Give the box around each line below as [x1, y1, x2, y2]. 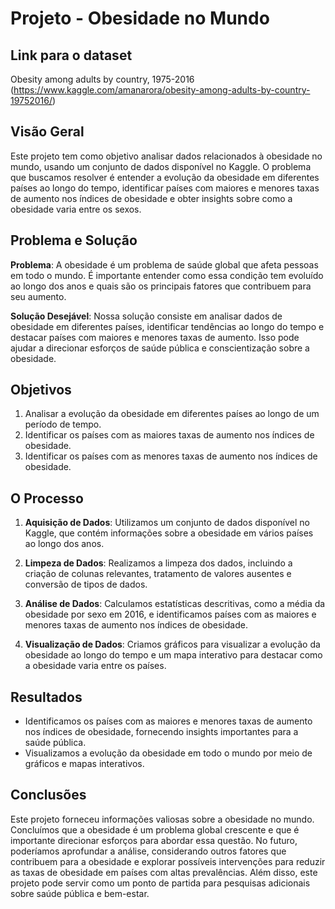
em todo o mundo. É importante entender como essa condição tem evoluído [10, 269, 324, 281]
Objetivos [10, 382, 72, 399]
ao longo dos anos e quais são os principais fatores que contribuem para [10, 280, 312, 292]
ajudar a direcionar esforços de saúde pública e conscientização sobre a [10, 342, 310, 354]
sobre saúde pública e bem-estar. [10, 887, 150, 899]
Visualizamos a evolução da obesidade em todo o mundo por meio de [24, 747, 313, 759]
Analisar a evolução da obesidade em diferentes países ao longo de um [24, 408, 320, 420]
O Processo [10, 490, 84, 507]
